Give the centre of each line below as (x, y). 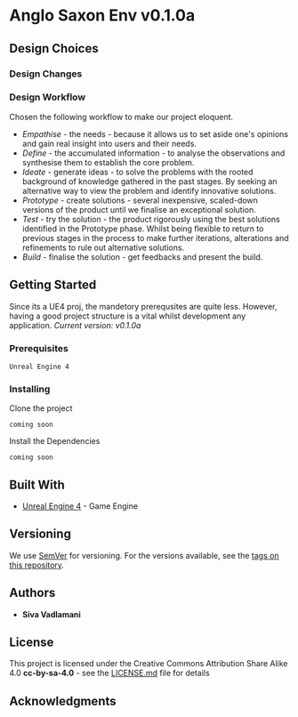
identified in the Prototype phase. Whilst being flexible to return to (143, 229)
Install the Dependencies (55, 441)
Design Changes (46, 74)
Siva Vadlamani (52, 614)
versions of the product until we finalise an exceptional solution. (139, 209)
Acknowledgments (63, 701)
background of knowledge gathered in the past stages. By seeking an (149, 181)
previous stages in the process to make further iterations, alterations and (155, 238)
